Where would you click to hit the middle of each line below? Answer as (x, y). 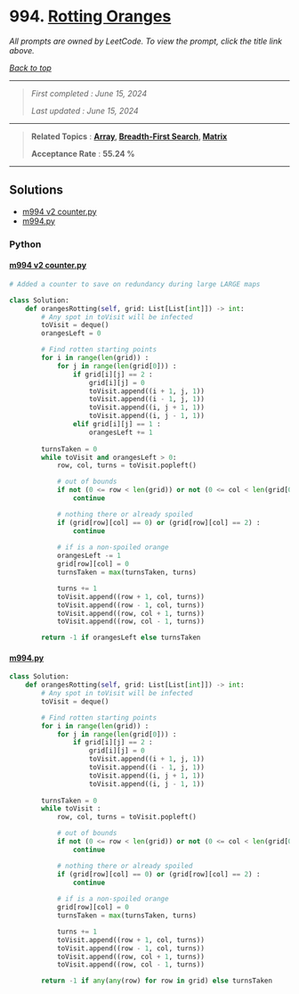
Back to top (30, 68)
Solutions (36, 190)
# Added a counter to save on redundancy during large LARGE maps (135, 284)
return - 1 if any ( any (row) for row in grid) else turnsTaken (157, 981)
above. (22, 50)
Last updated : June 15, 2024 (85, 111)
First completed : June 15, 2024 (89, 93)
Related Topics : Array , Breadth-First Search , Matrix (129, 136)
